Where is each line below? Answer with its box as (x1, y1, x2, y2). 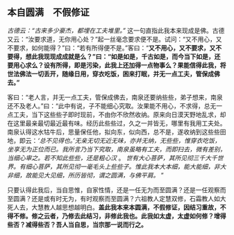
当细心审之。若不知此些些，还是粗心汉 (7, 153, 117, 162)
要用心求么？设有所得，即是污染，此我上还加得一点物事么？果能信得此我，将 (7, 61, 226, 69)
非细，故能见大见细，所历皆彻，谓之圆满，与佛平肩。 (7, 171, 160, 179)
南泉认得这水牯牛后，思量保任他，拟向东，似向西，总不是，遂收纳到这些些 (7, 128, 220, 136)
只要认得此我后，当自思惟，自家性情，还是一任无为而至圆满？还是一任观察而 (7, 186, 226, 194)
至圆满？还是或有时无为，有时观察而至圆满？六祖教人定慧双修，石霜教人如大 (7, 194, 226, 202)
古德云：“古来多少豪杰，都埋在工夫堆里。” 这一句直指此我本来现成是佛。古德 (7, 26, 225, 35)
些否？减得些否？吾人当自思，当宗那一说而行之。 (7, 220, 147, 229)
